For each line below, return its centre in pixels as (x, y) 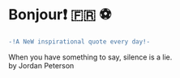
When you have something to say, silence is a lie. (90, 57)
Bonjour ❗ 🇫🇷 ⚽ (60, 15)
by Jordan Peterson (41, 65)
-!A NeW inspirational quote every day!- (79, 41)
